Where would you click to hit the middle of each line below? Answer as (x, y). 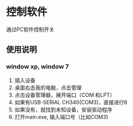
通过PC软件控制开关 (30, 29)
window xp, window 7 (37, 67)
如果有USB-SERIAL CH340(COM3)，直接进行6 (71, 102)
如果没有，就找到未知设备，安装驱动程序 (63, 110)
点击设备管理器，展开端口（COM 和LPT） (65, 95)
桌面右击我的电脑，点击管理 (48, 87)
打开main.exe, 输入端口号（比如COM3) (61, 117)
